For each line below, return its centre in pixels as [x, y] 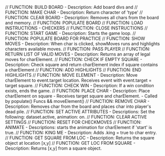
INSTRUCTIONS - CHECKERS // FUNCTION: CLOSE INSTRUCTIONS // [76, 28]
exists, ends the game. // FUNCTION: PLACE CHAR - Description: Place [78, 91]
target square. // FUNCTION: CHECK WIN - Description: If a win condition [80, 85]
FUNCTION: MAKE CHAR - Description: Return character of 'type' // [74, 12]
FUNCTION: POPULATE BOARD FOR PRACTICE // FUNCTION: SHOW [75, 38]
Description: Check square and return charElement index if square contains [82, 64]
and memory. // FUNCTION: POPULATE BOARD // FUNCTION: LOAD [74, 23]
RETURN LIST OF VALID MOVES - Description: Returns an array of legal [78, 54]
